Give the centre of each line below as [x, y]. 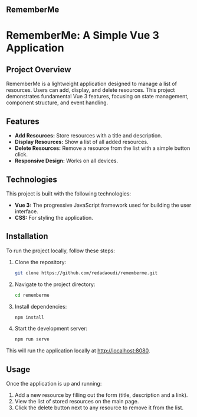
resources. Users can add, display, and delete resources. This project [91, 90]
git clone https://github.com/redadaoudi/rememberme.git [86, 273]
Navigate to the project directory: [55, 284]
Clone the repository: [40, 262]
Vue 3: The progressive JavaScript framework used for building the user [103, 205]
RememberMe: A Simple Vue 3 [83, 35]
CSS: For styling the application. [54, 218]
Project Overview [39, 70]
